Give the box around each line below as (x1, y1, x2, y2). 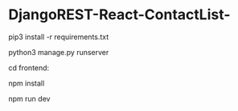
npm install (8, 78, 45, 88)
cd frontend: (8, 62, 50, 73)
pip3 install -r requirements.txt (8, 32, 109, 42)
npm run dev (8, 93, 51, 103)
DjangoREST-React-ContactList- (8, 6, 231, 24)
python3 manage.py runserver (8, 47, 109, 57)
